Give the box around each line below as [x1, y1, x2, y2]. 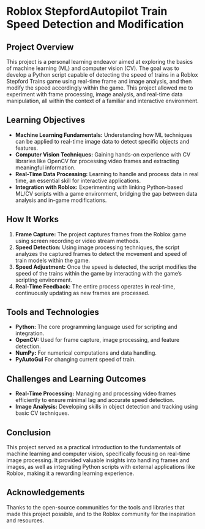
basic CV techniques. [15, 409, 69, 417]
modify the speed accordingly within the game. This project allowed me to [6, 84, 193, 91]
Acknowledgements [6, 487, 85, 498]
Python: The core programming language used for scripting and [15, 323, 177, 331]
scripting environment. [15, 276, 72, 284]
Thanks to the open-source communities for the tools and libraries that [6, 503, 185, 511]
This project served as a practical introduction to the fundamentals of [6, 444, 181, 451]
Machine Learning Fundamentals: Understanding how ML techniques [15, 131, 193, 139]
